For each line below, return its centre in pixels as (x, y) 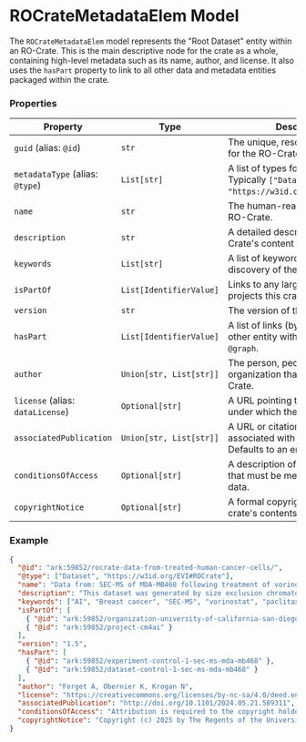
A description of (262, 464)
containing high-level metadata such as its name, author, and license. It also (152, 60)
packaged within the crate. (60, 79)
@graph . (243, 349)
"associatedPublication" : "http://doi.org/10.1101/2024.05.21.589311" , (157, 703)
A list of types (257, 168)
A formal (246, 502)
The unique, (253, 142)
